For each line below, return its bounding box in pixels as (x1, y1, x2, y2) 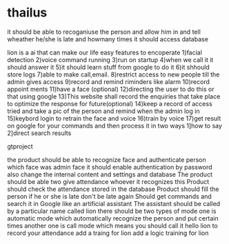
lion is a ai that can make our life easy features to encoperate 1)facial (7, 48, 202, 57)
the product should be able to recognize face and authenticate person (7, 155, 206, 163)
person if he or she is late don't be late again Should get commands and (7, 192, 212, 201)
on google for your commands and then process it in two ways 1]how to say (7, 121, 223, 130)
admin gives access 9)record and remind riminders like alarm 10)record (7, 77, 210, 85)
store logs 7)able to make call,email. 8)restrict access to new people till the (7, 70, 220, 79)
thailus (7, 5, 48, 21)
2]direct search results (7, 129, 72, 137)
